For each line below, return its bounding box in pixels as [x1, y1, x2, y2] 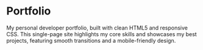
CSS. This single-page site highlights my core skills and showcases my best [6, 30, 197, 37]
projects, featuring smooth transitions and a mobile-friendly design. [6, 37, 176, 44]
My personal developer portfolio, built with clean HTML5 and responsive [6, 24, 188, 31]
